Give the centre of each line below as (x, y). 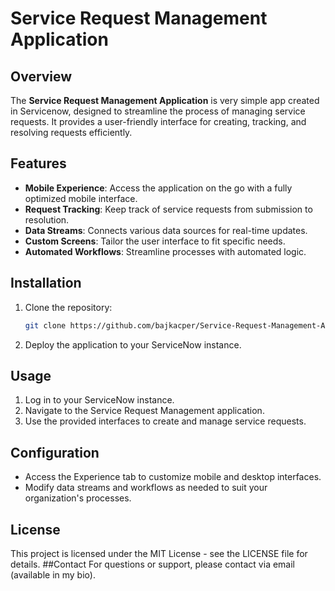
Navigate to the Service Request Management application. (144, 411)
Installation (46, 283)
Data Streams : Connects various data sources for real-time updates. (166, 230)
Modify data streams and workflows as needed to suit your (146, 488)
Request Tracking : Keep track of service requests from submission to (168, 209)
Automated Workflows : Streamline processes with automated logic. (165, 251)
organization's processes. (78, 498)
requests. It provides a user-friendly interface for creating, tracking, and (158, 121)
